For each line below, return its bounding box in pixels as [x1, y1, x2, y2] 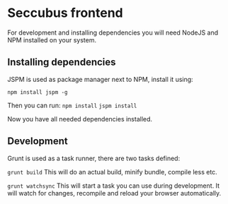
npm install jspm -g [7, 88, 69, 96]
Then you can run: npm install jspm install [7, 101, 137, 109]
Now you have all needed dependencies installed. [7, 114, 153, 123]
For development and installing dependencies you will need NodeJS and [7, 28, 219, 37]
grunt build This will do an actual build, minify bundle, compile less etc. [7, 167, 217, 176]
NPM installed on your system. [7, 35, 97, 44]
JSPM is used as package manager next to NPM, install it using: [7, 75, 193, 83]
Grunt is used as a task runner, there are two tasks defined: [7, 154, 181, 162]
